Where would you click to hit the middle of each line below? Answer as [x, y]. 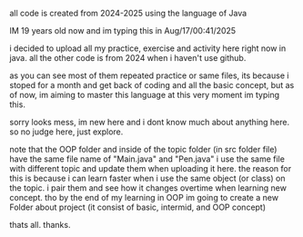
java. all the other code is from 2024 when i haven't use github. [128, 58]
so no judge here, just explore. [66, 132]
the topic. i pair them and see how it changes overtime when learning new [148, 188]
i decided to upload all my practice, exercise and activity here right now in [148, 48]
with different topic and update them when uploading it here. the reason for [151, 168]
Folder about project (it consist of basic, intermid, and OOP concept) [138, 207]
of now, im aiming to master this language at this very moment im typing [145, 95]
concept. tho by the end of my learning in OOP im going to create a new [144, 197]
